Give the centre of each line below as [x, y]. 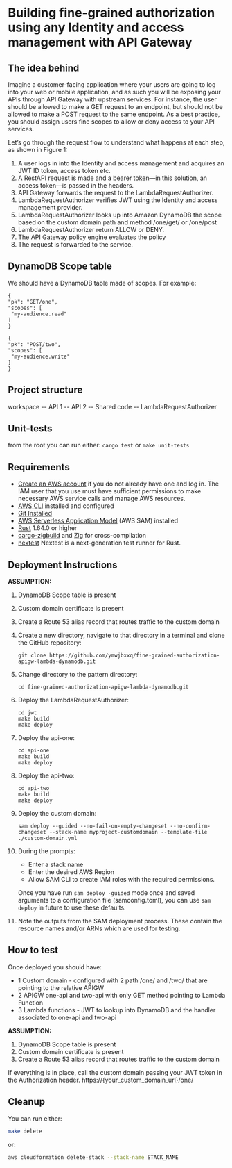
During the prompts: [46, 851]
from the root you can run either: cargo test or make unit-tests [99, 445]
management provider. [50, 207]
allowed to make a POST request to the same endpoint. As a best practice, [114, 114]
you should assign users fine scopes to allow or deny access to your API [111, 122]
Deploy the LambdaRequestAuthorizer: [73, 700]
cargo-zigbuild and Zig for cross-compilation [82, 536]
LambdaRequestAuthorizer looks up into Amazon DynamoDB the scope [120, 215]
